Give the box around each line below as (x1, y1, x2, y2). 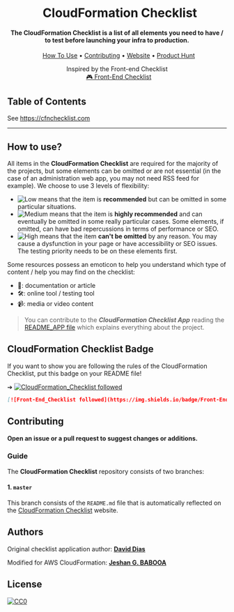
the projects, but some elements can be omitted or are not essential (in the (7, 167, 221, 175)
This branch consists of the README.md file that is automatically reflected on (7, 499, 221, 507)
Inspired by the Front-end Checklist (65, 65, 169, 73)
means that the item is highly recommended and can (49, 210, 203, 218)
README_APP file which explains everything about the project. (24, 323, 205, 332)
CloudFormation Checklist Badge (7, 343, 154, 355)
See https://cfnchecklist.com (7, 114, 91, 123)
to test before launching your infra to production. (45, 36, 189, 44)
